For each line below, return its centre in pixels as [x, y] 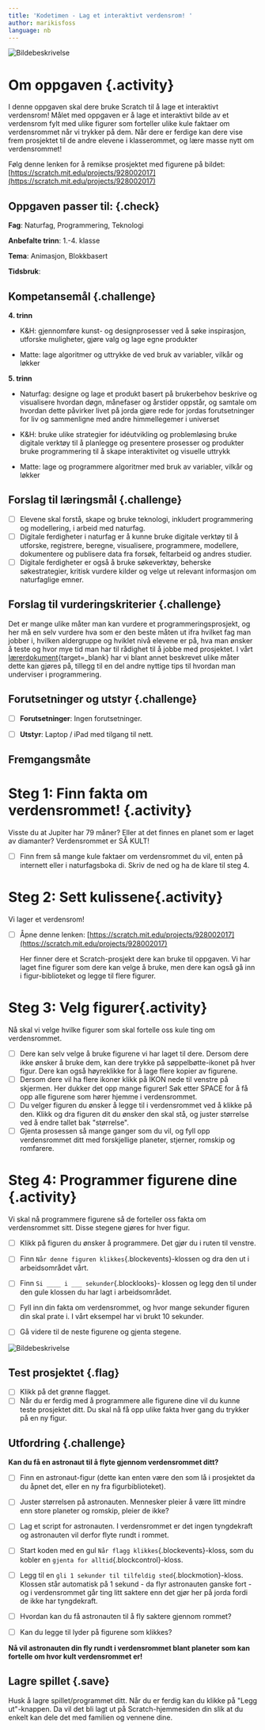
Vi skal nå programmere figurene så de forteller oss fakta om [107, 1219]
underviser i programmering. [55, 674]
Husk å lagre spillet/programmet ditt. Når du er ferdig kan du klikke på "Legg [133, 1700]
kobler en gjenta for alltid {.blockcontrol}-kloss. [101, 1559]
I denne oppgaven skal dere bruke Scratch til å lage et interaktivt [114, 107]
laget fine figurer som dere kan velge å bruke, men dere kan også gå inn [137, 968]
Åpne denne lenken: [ [55, 935]
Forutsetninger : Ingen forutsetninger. [81, 718]
